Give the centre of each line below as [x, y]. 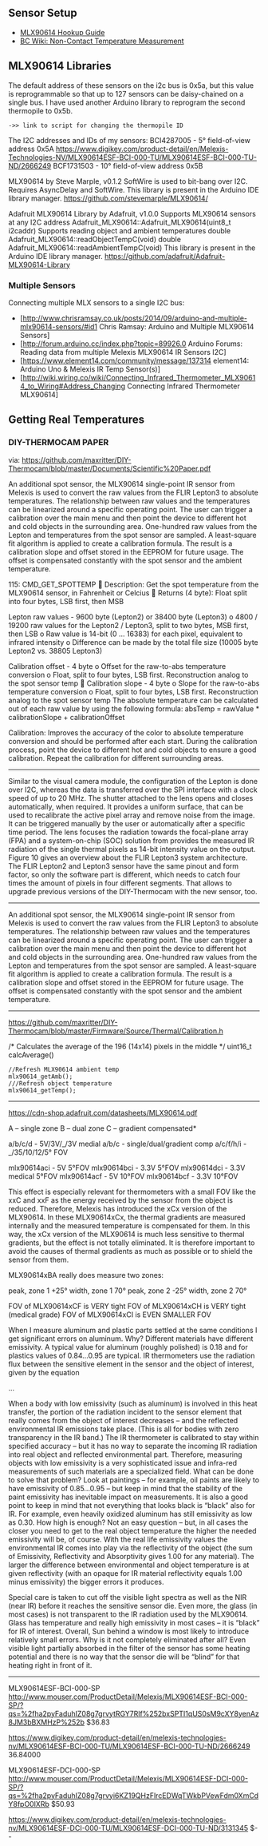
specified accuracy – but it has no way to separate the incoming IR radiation [133, 1446]
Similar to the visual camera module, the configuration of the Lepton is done [133, 781]
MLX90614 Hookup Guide [62, 32]
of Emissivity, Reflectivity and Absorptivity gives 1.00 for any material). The [131, 1556]
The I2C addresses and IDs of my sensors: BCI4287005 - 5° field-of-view [130, 140]
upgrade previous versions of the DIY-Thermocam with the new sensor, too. [133, 891]
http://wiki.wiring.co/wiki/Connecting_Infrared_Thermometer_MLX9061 [139, 377]
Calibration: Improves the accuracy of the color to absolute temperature [126, 732]
